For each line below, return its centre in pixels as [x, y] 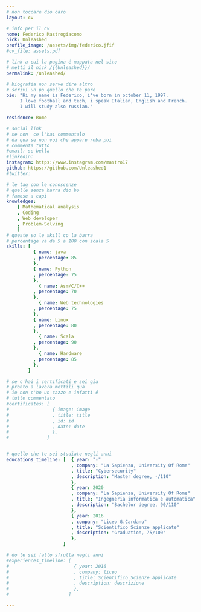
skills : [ [19, 247]
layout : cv [20, 18]
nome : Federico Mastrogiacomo [44, 34]
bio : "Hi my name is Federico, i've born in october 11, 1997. [88, 95]
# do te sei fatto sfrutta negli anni [55, 555]
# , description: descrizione [75, 583]
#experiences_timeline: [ [39, 560]
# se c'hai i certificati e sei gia [52, 381]
